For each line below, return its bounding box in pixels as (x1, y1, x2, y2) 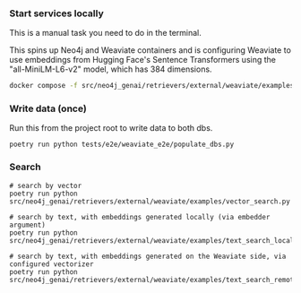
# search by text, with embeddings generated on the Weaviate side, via (9, 252, 287, 261)
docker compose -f (9, 82, 78, 90)
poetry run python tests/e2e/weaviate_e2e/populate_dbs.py (9, 140, 235, 150)
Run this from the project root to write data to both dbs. (9, 123, 213, 134)
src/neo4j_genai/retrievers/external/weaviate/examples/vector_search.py (9, 196, 291, 206)
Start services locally (9, 7, 105, 20)
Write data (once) (9, 102, 87, 115)
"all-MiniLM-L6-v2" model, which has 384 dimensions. (9, 64, 212, 74)
